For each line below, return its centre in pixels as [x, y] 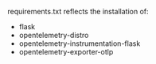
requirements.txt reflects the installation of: [78, 11]
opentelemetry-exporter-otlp [66, 52]
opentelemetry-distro [54, 35]
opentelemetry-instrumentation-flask [80, 43]
